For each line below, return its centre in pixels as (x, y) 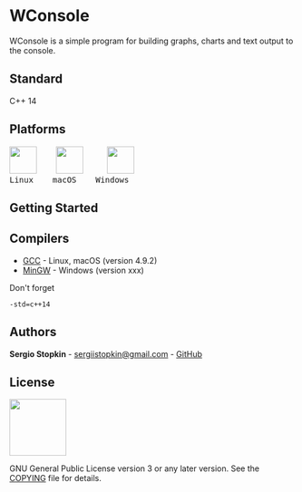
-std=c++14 (30, 304)
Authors (33, 332)
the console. (33, 50)
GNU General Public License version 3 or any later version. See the (135, 468)
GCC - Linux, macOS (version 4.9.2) (90, 260)
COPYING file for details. (55, 478)
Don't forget (32, 287)
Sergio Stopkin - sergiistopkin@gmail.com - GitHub (106, 353)
